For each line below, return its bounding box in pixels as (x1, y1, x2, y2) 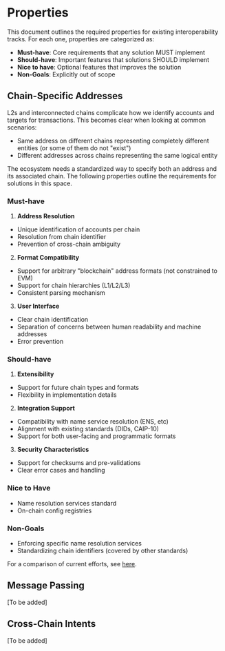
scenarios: (7, 123, 37, 132)
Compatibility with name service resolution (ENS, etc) (17, 417, 169, 426)
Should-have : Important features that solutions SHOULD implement (17, 55, 210, 63)
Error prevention (17, 338, 64, 346)
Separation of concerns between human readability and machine (17, 322, 202, 331)
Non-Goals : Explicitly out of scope (17, 70, 116, 79)
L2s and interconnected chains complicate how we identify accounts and (7, 108, 215, 116)
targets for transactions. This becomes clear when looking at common (7, 116, 206, 124)
